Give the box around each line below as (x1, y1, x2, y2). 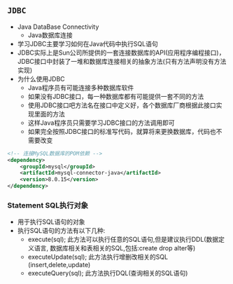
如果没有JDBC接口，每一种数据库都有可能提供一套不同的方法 (27, 92, 204, 100)
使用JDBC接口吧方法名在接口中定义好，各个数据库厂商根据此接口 (27, 101, 217, 109)
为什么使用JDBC (17, 74, 65, 83)
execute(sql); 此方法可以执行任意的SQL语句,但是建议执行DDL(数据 (27, 235, 219, 244)
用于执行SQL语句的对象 (17, 217, 85, 226)
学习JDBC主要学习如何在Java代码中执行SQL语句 (17, 39, 159, 48)
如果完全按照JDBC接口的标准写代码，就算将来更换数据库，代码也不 (27, 127, 223, 135)
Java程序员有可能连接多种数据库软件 (27, 83, 134, 92)
